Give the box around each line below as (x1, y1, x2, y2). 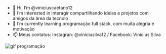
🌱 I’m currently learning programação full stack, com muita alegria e (12, 20, 154, 26)
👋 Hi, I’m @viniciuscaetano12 (12, 5, 73, 10)
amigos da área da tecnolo (12, 15, 68, 21)
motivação (12, 26, 35, 32)
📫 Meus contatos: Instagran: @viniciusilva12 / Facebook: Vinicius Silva (12, 31, 161, 37)
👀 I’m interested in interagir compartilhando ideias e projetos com (12, 10, 149, 16)
